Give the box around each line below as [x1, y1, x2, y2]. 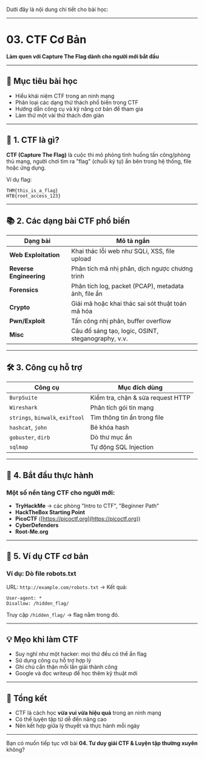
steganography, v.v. [71, 334, 128, 343]
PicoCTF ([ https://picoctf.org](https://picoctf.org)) [15, 515, 141, 522]
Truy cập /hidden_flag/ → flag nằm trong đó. [6, 611, 120, 618]
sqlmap [9, 444, 29, 451]
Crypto [9, 303, 30, 312]
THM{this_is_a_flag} [6, 187, 59, 194]
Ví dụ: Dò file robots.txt [6, 569, 77, 578]
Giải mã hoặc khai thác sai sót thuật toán [71, 300, 187, 308]
